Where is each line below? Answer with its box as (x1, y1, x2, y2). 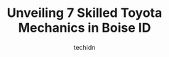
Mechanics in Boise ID (18, 20, 151, 36)
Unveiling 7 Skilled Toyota (6, 5, 163, 21)
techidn (73, 43, 96, 51)
